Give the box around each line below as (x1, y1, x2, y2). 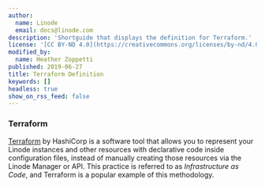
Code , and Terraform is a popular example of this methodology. (8, 170, 215, 179)
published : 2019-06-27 (8, 63, 83, 71)
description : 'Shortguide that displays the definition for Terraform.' (8, 33, 252, 42)
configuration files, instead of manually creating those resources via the (8, 153, 242, 163)
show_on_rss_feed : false (8, 92, 90, 100)
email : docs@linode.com (15, 26, 93, 34)
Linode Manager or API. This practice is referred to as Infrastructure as (8, 161, 239, 170)
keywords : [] (8, 77, 51, 85)
